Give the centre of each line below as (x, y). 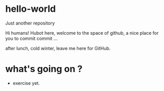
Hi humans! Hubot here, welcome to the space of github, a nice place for (82, 33)
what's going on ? (44, 69)
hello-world (31, 9)
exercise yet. (26, 83)
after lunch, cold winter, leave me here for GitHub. (58, 48)
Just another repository (30, 23)
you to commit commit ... (32, 38)
